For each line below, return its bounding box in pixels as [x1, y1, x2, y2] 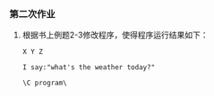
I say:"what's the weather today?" [21, 63, 156, 72]
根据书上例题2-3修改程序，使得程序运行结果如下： [21, 29, 209, 41]
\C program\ [21, 78, 67, 88]
